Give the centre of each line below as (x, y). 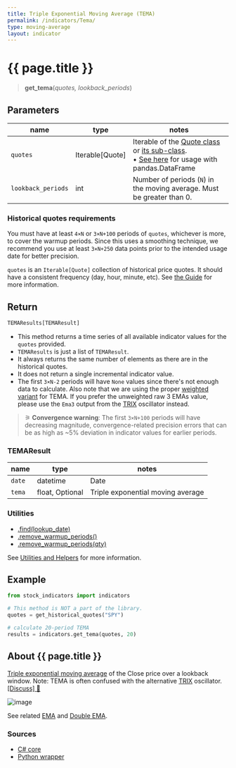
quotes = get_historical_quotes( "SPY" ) (66, 615)
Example (27, 580)
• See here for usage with (175, 159)
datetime (52, 481)
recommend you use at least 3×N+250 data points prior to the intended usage (117, 249)
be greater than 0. (163, 197)
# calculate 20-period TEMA (48, 628)
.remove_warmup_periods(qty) (62, 544)
